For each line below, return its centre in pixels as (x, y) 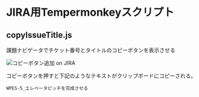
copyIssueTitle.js (39, 35)
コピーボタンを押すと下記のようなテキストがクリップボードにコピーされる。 (101, 76)
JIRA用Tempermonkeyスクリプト (90, 12)
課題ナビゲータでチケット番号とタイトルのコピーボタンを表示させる (91, 50)
